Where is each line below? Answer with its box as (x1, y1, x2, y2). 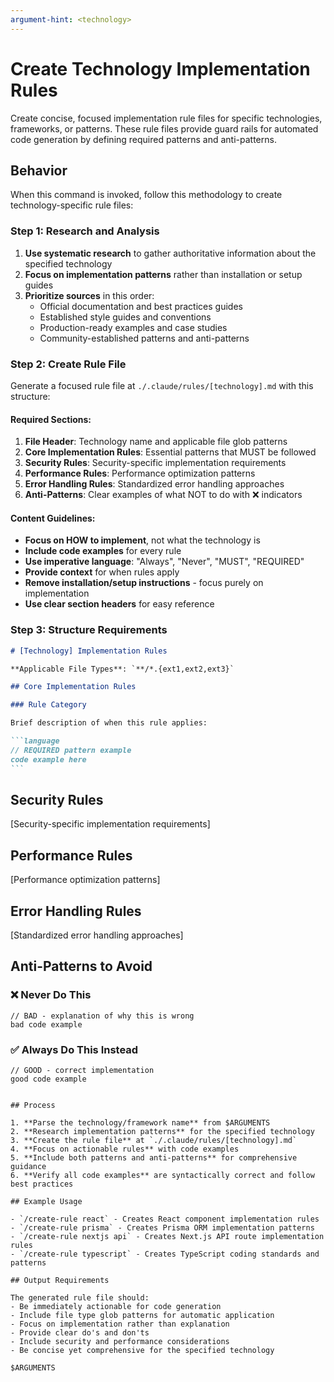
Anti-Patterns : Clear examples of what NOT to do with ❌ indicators (24, 489, 303, 501)
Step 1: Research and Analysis (10, 224, 160, 238)
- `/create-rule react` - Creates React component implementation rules (10, 1214, 320, 1224)
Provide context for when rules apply (24, 566, 180, 578)
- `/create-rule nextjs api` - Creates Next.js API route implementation (10, 1231, 325, 1241)
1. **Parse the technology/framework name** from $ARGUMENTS (10, 1117, 271, 1128)
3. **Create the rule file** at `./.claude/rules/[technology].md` (10, 1135, 298, 1145)
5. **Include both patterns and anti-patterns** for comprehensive (10, 1152, 298, 1163)
